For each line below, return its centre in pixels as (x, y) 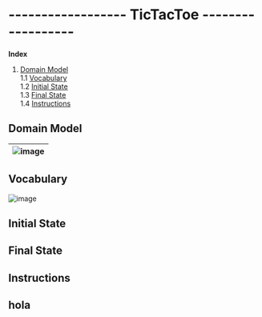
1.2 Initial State (44, 86)
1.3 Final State (43, 94)
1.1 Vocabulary (43, 78)
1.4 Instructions (45, 103)
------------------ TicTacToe (104, 15)
